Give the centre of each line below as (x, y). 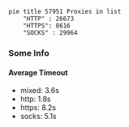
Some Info (29, 53)
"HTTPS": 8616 (47, 26)
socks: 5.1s (38, 116)
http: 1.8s (35, 99)
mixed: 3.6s (39, 91)
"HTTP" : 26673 (49, 19)
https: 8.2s (38, 108)
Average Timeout (38, 72)
